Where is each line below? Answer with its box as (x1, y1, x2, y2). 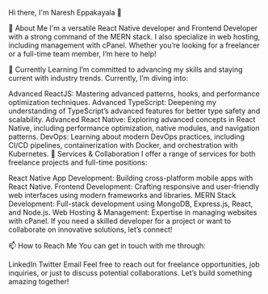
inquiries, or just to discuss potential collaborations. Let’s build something (8, 268, 253, 278)
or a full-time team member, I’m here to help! (8, 49, 157, 58)
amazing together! (8, 277, 69, 286)
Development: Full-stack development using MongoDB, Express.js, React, (8, 199, 253, 208)
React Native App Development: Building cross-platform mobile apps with (8, 174, 253, 183)
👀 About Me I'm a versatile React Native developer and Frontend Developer (8, 23, 258, 32)
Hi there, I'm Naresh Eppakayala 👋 (8, 8, 123, 17)
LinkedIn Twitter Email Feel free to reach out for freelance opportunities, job (8, 259, 260, 269)
